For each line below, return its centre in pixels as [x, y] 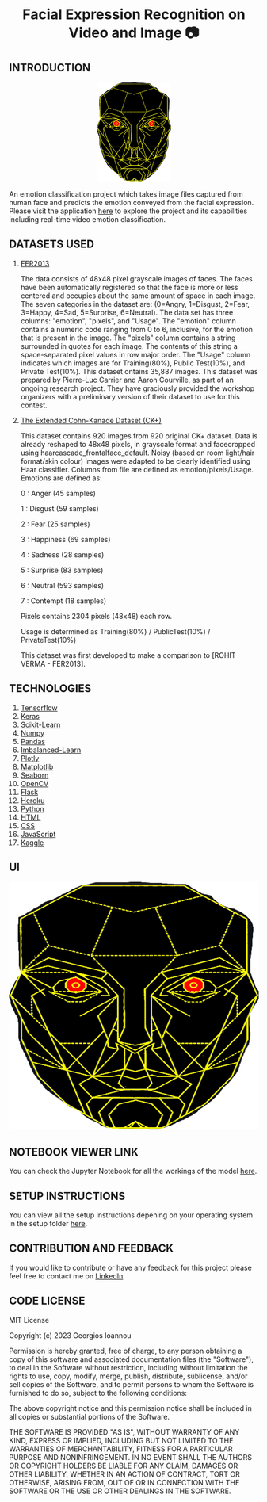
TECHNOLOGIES [50, 688]
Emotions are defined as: [61, 478]
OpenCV [34, 783]
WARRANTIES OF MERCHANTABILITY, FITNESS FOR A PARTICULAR [121, 1449]
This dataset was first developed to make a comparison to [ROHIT [128, 655]
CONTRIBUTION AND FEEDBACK [91, 1249]
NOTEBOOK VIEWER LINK [74, 1152]
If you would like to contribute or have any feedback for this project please [130, 1267]
